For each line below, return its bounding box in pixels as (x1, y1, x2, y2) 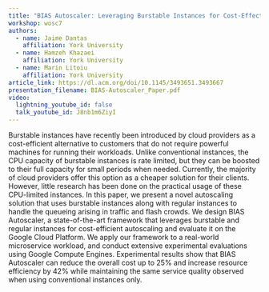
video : (8, 94, 30, 102)
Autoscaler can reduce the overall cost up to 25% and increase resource (8, 258, 248, 267)
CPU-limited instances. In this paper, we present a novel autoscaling (8, 190, 234, 199)
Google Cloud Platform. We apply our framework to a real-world (8, 233, 219, 242)
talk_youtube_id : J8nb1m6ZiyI (15, 109, 116, 117)
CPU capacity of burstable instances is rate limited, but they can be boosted (8, 156, 260, 165)
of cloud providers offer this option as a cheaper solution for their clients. (8, 173, 250, 182)
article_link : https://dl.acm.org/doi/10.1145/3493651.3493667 (8, 78, 224, 86)
